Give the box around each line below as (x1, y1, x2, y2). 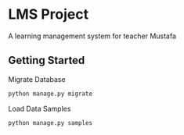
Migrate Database (8, 74, 66, 83)
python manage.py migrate (8, 90, 92, 98)
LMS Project (8, 5, 88, 23)
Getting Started (8, 54, 85, 67)
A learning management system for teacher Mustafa (8, 31, 177, 41)
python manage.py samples (8, 119, 92, 126)
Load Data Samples (8, 104, 71, 113)
